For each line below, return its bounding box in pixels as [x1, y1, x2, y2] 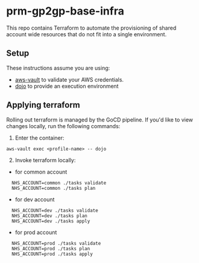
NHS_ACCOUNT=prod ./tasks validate [11, 240, 101, 246]
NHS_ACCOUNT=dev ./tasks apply [11, 218, 90, 224]
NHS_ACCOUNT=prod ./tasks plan [11, 245, 90, 252]
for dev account [14, 195, 55, 203]
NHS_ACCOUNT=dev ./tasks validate [11, 207, 98, 213]
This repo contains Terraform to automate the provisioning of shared [6, 24, 177, 31]
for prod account [14, 229, 57, 236]
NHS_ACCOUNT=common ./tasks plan [11, 185, 96, 191]
